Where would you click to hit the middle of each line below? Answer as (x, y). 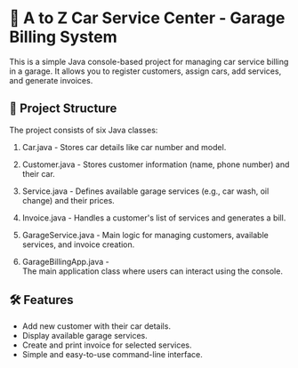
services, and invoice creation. (78, 244)
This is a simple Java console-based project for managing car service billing (149, 61)
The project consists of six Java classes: (84, 130)
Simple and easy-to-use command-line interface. (112, 354)
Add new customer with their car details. (97, 326)
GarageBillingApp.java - (65, 261)
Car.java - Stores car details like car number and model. (124, 147)
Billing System (63, 37)
